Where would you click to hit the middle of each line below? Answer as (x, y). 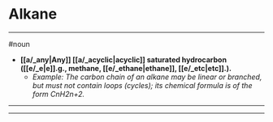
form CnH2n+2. (58, 94)
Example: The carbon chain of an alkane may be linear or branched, (147, 77)
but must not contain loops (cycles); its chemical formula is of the (142, 85)
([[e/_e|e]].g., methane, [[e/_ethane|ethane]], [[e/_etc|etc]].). (126, 68)
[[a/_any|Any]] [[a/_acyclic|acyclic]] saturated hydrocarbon (123, 59)
